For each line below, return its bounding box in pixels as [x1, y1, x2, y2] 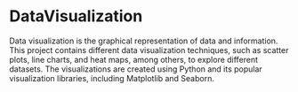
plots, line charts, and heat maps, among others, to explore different [9, 54, 259, 65]
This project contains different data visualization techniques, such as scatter [9, 44, 289, 55]
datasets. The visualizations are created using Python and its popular [9, 64, 262, 74]
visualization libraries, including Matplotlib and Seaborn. [9, 73, 215, 83]
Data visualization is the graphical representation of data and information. [9, 35, 278, 46]
